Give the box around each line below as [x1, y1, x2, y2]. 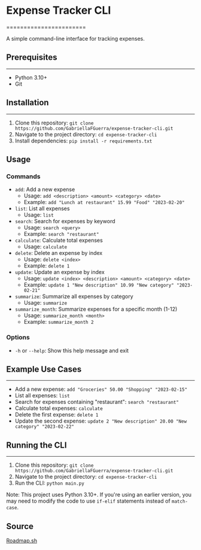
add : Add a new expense [14, 186, 75, 193]
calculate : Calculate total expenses [14, 237, 103, 244]
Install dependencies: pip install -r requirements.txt [14, 137, 153, 144]
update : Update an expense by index [14, 269, 105, 276]
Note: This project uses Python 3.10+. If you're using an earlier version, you [6, 491, 192, 499]
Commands [6, 172, 41, 180]
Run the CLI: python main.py [14, 479, 85, 487]
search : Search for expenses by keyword [14, 218, 115, 225]
